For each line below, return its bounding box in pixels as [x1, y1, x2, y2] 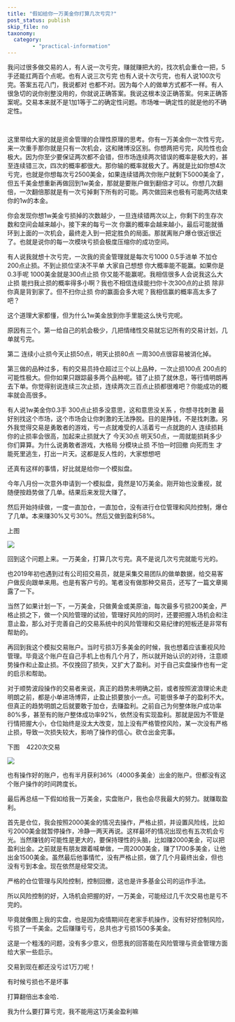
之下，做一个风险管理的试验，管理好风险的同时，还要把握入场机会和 [25, 611, 222, 619]
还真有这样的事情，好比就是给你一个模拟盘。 [7, 464, 136, 473]
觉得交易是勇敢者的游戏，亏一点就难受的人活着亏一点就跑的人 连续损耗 [19, 423, 224, 431]
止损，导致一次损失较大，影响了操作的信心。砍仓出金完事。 [7, 728, 179, 736]
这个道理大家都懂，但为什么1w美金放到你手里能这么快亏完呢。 [7, 311, 187, 319]
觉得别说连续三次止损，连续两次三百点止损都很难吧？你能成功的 [37, 382, 222, 390]
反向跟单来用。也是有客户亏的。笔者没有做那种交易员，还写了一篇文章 [19, 579, 222, 586]
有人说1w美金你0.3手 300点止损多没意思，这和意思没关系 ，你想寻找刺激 [7, 406, 217, 414]
